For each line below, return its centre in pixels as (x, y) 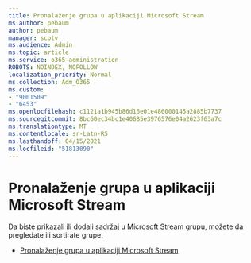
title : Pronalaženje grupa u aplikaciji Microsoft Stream (106, 15)
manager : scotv (33, 38)
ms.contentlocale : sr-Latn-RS (58, 133)
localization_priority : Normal (60, 75)
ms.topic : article (39, 52)
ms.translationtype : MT (48, 126)
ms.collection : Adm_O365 (49, 82)
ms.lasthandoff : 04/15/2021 (55, 141)
